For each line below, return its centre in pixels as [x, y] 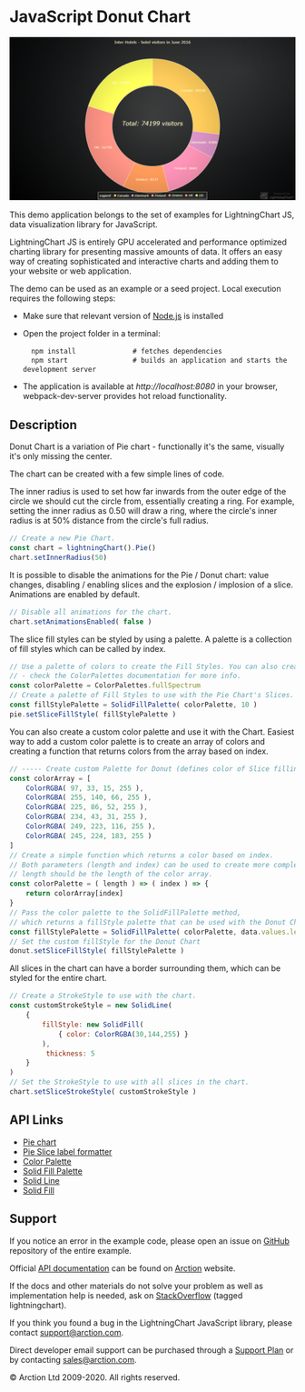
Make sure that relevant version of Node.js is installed [123, 316]
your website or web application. [70, 271]
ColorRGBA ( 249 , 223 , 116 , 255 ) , [91, 826]
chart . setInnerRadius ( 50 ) [58, 557]
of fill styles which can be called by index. [88, 648]
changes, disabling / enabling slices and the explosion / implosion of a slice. [151, 585]
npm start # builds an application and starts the [159, 361]
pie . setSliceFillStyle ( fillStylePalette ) [93, 714]
